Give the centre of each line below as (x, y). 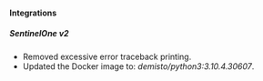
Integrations (33, 13)
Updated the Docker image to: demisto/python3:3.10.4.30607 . (138, 66)
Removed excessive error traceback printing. (107, 56)
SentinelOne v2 (40, 34)
